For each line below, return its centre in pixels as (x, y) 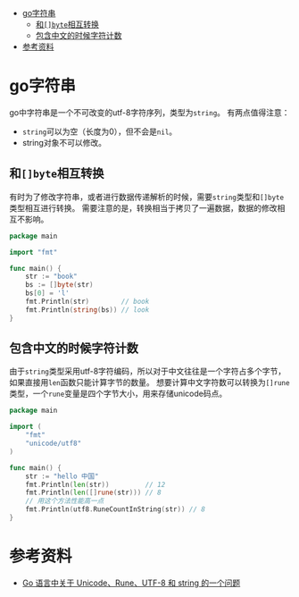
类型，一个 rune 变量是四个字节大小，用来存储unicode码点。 (118, 394)
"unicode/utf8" (54, 444)
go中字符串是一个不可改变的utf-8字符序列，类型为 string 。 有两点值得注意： (149, 112)
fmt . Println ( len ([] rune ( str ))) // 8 (94, 493)
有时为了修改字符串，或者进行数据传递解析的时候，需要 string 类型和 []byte (146, 197)
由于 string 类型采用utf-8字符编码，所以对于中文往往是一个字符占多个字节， (148, 371)
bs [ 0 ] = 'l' (47, 293)
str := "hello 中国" (62, 476)
